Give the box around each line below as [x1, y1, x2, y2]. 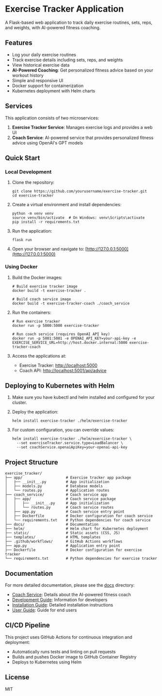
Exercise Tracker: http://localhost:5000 [19, 362, 98, 368]
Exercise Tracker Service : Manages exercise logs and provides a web [12, 124, 153, 130]
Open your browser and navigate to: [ [12, 246, 87, 252]
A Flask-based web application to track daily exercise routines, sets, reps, [5, 19, 153, 25]
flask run [12, 237, 32, 243]
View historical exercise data [12, 62, 70, 68]
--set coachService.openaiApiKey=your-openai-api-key [16, 445, 128, 450]
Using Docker [5, 264, 38, 270]
